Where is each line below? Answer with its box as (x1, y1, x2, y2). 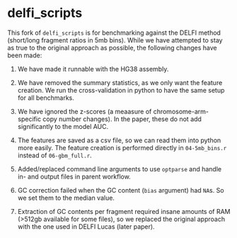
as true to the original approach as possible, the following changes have (7, 43, 217, 52)
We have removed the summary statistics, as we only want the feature (17, 78, 223, 86)
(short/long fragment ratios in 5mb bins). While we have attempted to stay (7, 35, 223, 44)
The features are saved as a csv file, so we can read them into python (17, 136, 221, 144)
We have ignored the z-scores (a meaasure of (17, 107, 152, 115)
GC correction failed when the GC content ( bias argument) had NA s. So (17, 186, 224, 194)
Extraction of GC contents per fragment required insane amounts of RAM (17, 207, 231, 215)
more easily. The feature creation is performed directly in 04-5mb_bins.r (17, 143, 227, 152)
